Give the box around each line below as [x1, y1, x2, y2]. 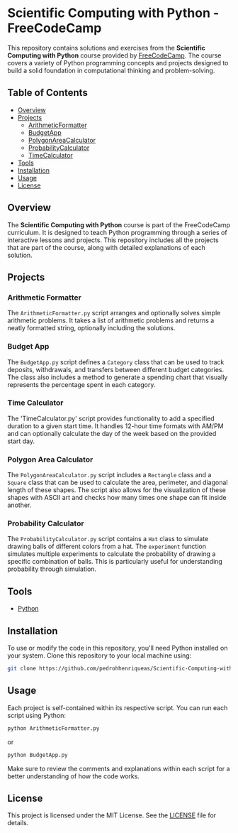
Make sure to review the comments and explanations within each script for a [7, 764, 230, 773]
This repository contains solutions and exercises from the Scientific [7, 43, 205, 52]
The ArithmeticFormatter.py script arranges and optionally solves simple [7, 309, 221, 317]
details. [7, 819, 29, 827]
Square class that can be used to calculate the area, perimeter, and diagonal [7, 478, 228, 487]
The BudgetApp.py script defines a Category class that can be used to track [7, 357, 225, 366]
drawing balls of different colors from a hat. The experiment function [7, 542, 207, 551]
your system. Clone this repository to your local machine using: [7, 651, 192, 660]
